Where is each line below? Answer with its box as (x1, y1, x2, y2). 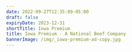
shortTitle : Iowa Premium (6, 25, 70, 32)
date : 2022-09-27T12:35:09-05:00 (6, 8, 89, 15)
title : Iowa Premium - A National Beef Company (6, 31, 127, 37)
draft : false (6, 14, 39, 20)
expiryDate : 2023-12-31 (6, 20, 65, 26)
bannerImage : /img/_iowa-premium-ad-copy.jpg (6, 36, 121, 42)
